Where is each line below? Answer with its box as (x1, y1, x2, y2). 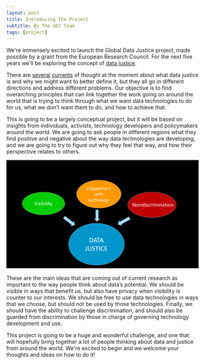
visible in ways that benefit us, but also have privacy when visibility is (6, 287, 181, 294)
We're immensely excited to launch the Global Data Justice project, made (6, 46, 191, 54)
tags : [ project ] (6, 29, 48, 35)
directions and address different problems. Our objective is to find (6, 84, 172, 91)
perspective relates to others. (6, 148, 81, 155)
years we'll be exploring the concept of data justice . (6, 60, 137, 67)
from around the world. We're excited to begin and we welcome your (6, 344, 179, 352)
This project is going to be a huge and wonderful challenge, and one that (6, 331, 189, 338)
